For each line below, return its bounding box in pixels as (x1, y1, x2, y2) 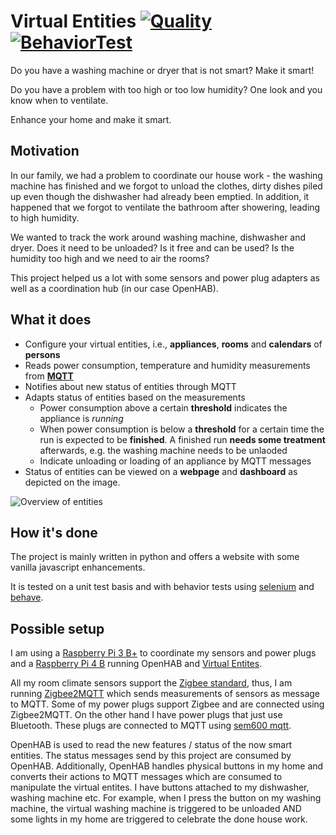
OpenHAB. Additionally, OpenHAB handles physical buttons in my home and (10, 760, 324, 772)
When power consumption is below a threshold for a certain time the (39, 423, 325, 435)
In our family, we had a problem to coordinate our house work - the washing (10, 169, 323, 181)
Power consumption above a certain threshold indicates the (39, 401, 288, 414)
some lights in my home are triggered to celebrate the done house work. (10, 813, 308, 825)
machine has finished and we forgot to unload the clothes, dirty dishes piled (10, 180, 323, 192)
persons (24, 348, 61, 360)
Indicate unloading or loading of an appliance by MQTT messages (39, 455, 312, 467)
